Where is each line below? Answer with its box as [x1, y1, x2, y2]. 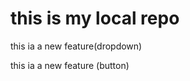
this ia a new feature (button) [10, 59, 130, 71]
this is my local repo [10, 7, 180, 30]
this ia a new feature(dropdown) [10, 40, 143, 52]
